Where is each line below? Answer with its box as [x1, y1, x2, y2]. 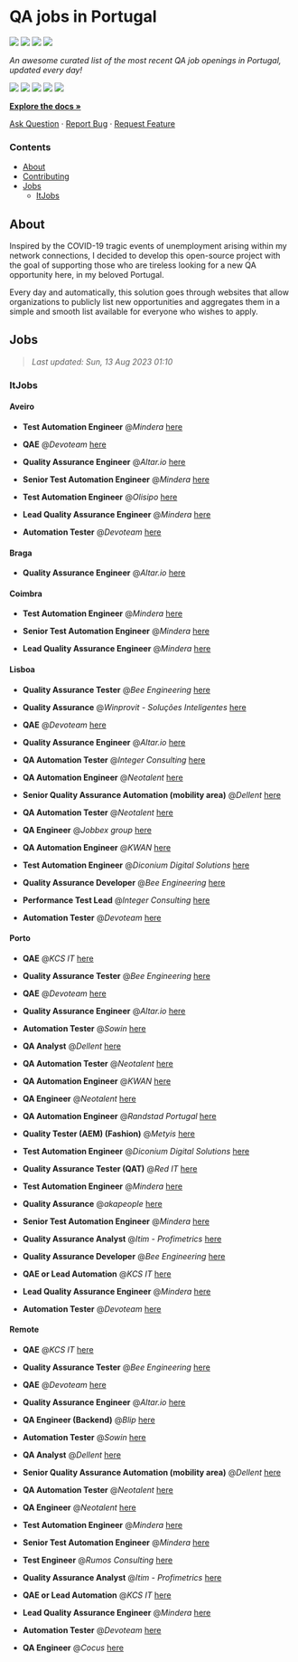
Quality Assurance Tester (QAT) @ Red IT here [22, 1163, 198, 1173]
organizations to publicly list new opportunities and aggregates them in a [9, 297, 280, 308]
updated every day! [9, 64, 83, 75]
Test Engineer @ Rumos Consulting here [22, 1554, 173, 1565]
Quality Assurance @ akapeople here [22, 1198, 163, 1209]
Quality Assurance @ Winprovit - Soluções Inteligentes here [22, 701, 247, 712]
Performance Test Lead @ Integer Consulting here [22, 894, 210, 906]
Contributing [22, 171, 70, 182]
